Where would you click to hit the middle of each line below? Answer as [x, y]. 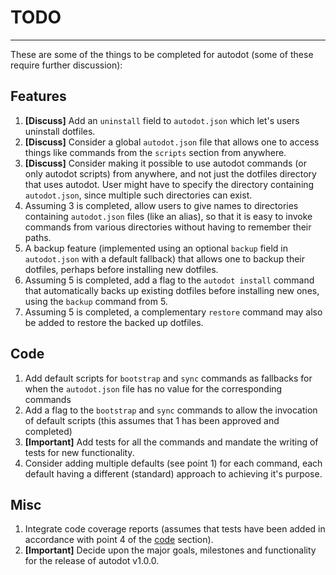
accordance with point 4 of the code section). [119, 540]
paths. [38, 237]
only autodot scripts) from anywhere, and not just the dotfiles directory [170, 173]
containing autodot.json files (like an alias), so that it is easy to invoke [168, 216]
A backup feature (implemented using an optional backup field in [156, 248]
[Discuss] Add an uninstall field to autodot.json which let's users [162, 120]
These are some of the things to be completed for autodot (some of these [162, 54]
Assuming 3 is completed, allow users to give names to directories [161, 205]
